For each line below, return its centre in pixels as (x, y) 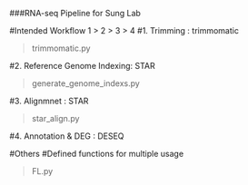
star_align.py (55, 118)
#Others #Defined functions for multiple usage (97, 154)
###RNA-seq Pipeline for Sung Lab (75, 13)
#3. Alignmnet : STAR (49, 101)
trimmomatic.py (61, 48)
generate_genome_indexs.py (86, 83)
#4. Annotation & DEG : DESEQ (67, 136)
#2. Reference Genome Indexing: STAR (83, 66)
